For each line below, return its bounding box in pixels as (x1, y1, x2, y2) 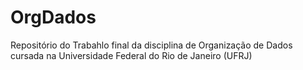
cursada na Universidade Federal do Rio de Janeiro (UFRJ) (10, 49, 253, 61)
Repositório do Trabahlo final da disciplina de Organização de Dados (10, 39, 293, 51)
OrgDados (10, 6, 97, 29)
